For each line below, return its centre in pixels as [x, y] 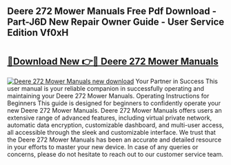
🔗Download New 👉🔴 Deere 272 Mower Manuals [113, 61]
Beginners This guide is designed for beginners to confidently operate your [114, 103]
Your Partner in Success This [177, 81]
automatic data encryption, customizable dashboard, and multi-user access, [115, 125]
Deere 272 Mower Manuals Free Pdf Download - [112, 11]
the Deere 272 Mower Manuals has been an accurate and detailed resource [114, 140]
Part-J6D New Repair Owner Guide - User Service [116, 22]
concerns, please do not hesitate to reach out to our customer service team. [115, 154]
